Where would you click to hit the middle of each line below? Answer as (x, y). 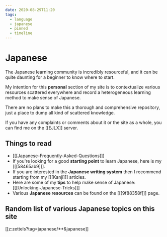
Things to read (28, 144)
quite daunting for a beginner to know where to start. (60, 77)
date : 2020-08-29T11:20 (30, 10)
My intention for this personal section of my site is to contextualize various (83, 87)
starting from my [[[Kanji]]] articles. (49, 177)
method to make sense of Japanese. (43, 97)
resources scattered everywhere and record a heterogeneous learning (78, 92)
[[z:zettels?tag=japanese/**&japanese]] (47, 228)
